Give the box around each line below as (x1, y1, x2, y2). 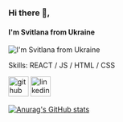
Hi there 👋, (8, 7, 51, 18)
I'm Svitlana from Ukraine (8, 27, 95, 37)
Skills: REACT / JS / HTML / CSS (8, 60, 115, 71)
